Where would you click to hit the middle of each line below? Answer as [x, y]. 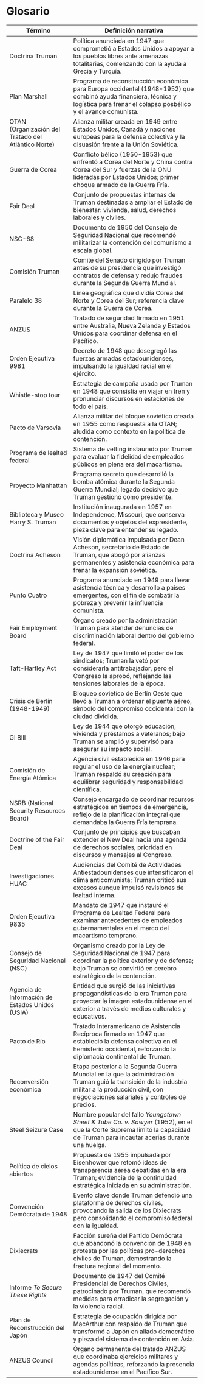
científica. [87, 789]
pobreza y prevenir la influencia [118, 602]
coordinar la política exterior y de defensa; [134, 961]
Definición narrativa [134, 30]
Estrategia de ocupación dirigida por [125, 1316]
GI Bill [18, 737]
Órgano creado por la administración [125, 620]
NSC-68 [22, 239]
